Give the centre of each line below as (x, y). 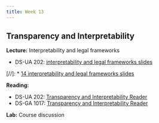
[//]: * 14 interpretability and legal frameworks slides (70, 74)
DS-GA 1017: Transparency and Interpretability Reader (81, 103)
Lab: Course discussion (35, 115)
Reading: (18, 85)
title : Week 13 (25, 12)
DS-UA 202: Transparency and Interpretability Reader (81, 97)
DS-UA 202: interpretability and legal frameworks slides (84, 62)
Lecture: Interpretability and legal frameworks (63, 50)
